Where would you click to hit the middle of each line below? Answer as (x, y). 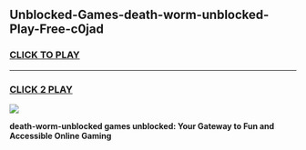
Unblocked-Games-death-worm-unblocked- (139, 15)
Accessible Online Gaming (61, 135)
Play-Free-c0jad (57, 30)
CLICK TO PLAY (45, 55)
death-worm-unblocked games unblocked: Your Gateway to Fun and (142, 125)
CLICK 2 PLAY (41, 89)
